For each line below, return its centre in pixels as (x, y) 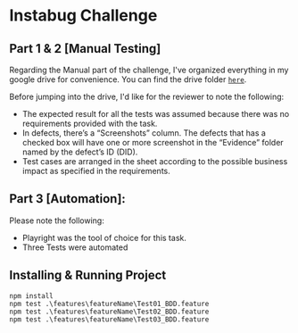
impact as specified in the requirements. (96, 171)
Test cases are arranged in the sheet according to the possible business (155, 161)
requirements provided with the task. (90, 123)
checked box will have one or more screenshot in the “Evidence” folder (153, 142)
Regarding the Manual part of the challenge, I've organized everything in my (149, 70)
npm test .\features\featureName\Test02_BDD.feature (109, 312)
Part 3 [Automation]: (68, 199)
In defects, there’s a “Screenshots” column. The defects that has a (144, 133)
